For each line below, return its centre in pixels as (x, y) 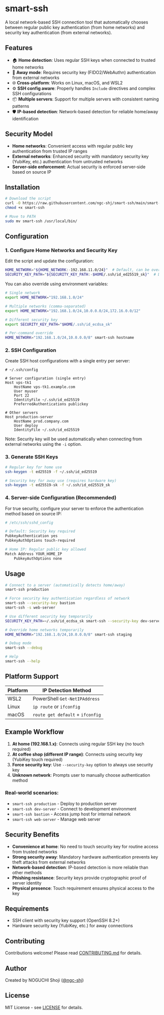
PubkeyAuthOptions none (38, 558)
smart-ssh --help (23, 661)
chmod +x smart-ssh (25, 208)
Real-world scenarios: (32, 793)
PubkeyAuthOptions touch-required (40, 541)
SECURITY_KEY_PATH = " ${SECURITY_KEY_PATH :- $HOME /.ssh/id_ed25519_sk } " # (81, 275)
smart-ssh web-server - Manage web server (56, 819)
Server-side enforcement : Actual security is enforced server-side (79, 167)
